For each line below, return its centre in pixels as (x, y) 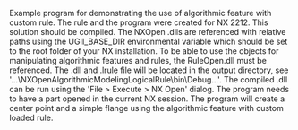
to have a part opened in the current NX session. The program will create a (147, 99)
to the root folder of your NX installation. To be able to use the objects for (144, 51)
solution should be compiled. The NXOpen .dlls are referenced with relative (148, 32)
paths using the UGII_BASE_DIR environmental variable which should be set (149, 41)
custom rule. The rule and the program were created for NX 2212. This (139, 22)
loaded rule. (31, 117)
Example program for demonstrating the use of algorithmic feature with (140, 13)
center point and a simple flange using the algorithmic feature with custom (146, 108)
